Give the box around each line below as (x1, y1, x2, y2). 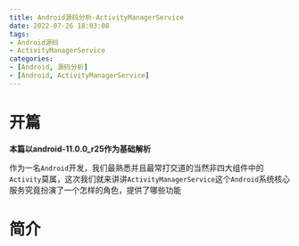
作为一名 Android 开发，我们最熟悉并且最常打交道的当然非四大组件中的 (9, 162, 265, 173)
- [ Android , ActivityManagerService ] (9, 71, 150, 80)
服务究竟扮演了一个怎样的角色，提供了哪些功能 (9, 184, 181, 195)
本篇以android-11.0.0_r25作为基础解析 (9, 143, 152, 154)
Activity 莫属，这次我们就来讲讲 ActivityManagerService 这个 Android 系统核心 (9, 173, 290, 184)
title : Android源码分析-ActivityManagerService (9, 12, 185, 22)
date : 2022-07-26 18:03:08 (9, 21, 110, 30)
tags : (9, 29, 29, 38)
